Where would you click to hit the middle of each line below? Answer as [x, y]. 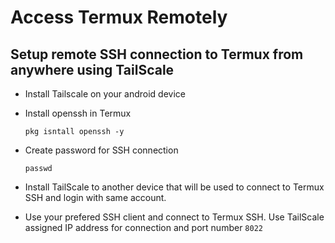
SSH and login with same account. [95, 197]
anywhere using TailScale [92, 69]
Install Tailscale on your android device [105, 94]
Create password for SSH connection [101, 150]
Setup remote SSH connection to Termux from [157, 54]
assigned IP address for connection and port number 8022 [143, 227]
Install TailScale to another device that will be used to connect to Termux [174, 187]
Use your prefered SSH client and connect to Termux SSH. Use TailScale [174, 217]
